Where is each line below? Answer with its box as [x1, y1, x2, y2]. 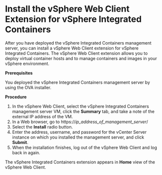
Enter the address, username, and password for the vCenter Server [12, 129, 147, 135]
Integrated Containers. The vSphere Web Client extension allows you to [5, 50, 148, 56]
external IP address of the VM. [12, 113, 73, 119]
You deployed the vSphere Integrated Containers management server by [5, 79, 150, 85]
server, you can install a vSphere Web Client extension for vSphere [5, 45, 139, 51]
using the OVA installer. [5, 84, 52, 90]
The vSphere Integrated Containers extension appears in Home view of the [5, 159, 155, 165]
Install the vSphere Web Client [5, 3, 130, 15]
